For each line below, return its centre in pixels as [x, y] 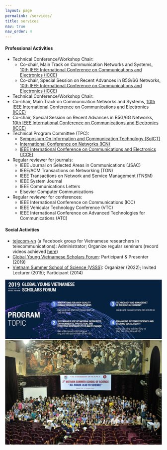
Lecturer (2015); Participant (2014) [48, 272]
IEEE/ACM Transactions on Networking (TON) [66, 171]
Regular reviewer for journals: [42, 160]
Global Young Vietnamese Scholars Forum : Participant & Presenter [80, 256]
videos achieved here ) [35, 251]
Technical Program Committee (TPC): [51, 133]
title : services [22, 21]
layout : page [19, 10]
